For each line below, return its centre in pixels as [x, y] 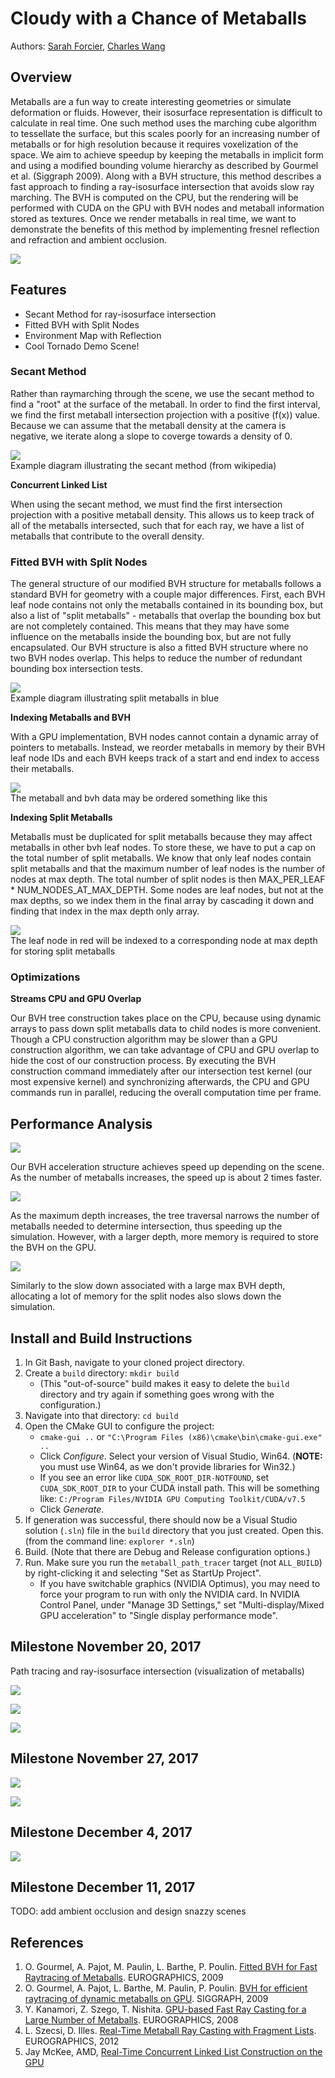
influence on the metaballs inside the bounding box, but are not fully [151, 637]
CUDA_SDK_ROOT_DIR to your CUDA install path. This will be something [179, 1488]
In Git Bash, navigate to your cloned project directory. [134, 1363]
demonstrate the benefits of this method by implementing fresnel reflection [165, 229]
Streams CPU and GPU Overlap [76, 999]
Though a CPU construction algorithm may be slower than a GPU [144, 1039]
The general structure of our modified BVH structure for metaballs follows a [166, 584]
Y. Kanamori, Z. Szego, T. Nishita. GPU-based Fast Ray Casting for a [165, 2009]
